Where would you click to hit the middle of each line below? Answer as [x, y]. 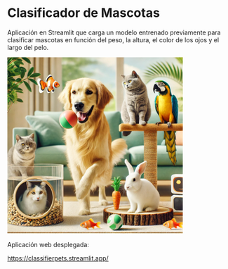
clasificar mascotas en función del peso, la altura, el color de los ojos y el [113, 39]
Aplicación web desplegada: [48, 244]
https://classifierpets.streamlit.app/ [58, 258]
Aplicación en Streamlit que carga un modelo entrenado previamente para [114, 32]
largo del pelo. [28, 47]
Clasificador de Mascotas [83, 13]
